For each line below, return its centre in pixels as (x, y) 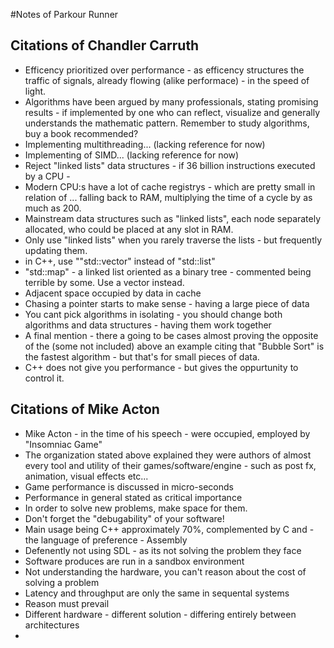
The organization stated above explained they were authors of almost (168, 455)
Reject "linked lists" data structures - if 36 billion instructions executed (170, 165)
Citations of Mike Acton (85, 409)
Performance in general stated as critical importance (133, 497)
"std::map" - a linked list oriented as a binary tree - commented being (168, 271)
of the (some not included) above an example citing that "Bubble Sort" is (174, 346)
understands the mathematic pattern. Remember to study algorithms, (167, 123)
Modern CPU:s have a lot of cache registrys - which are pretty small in (170, 186)
